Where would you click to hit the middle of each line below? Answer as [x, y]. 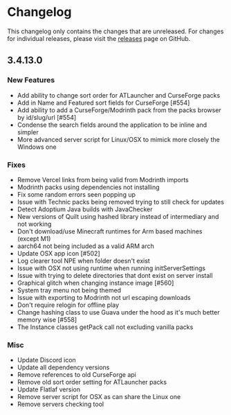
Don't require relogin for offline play [68, 305]
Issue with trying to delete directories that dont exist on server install [115, 275]
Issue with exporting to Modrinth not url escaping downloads [104, 297]
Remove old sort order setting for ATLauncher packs [92, 382]
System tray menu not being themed [69, 290]
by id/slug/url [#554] [47, 117]
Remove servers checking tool [61, 404]
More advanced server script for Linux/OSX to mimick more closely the [118, 139]
